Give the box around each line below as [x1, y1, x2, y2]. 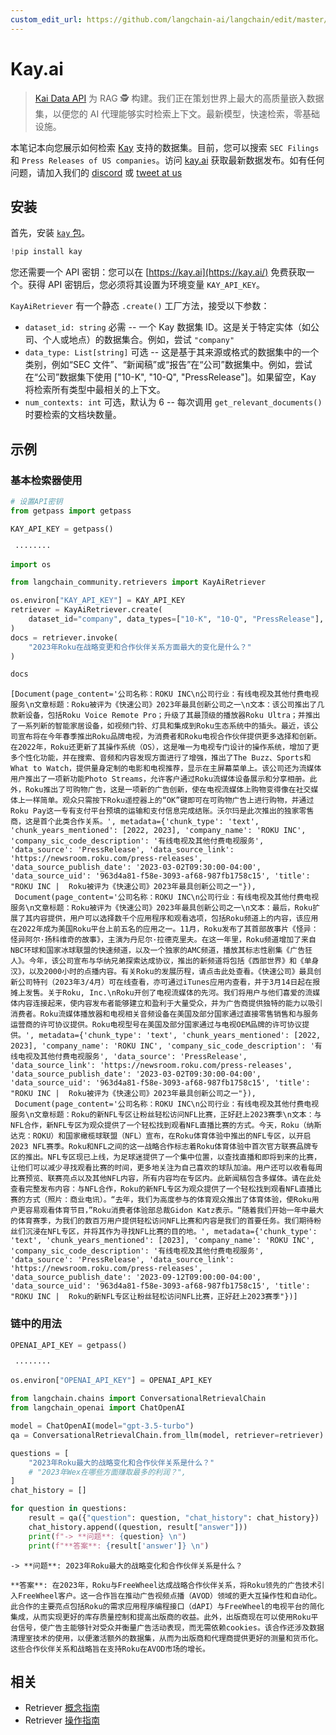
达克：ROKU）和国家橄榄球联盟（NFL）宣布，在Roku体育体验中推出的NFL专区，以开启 [10, 1131, 312, 1141]
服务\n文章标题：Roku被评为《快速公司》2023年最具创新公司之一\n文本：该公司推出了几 [10, 700, 325, 710]
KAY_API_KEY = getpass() [10, 524, 114, 534]
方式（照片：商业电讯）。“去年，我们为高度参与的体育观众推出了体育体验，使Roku [24, 1195, 312, 1205]
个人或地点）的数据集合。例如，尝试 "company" [42, 334, 235, 346]
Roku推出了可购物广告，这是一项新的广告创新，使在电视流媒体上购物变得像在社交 [24, 785, 312, 795]
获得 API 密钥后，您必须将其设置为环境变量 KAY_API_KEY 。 [27, 279, 265, 291]
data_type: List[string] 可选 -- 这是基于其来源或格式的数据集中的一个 [24, 346, 320, 358]
